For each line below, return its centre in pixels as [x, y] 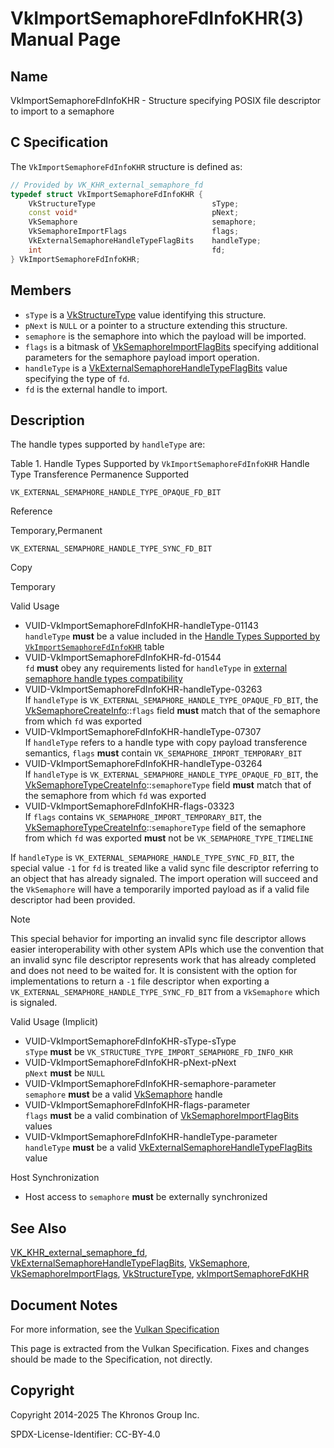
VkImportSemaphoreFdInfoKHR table [94, 647]
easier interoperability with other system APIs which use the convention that [167, 949]
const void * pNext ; [134, 213]
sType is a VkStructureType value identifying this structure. [145, 314]
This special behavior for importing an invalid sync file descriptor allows [158, 939]
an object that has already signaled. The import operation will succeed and [164, 879]
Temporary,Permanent [56, 531]
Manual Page [66, 39]
